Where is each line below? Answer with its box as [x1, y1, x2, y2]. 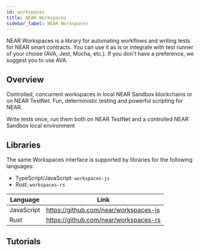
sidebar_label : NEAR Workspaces [6, 20, 88, 26]
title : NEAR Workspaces [6, 15, 67, 21]
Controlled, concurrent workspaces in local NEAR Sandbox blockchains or [6, 91, 193, 98]
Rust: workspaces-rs [15, 181, 66, 188]
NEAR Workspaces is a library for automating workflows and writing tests [6, 37, 190, 45]
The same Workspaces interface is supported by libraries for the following [6, 156, 193, 163]
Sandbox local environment [6, 122, 75, 129]
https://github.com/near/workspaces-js [46, 206, 160, 214]
